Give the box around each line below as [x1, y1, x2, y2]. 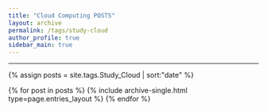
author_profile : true [8, 33, 80, 42]
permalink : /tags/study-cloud [8, 26, 109, 34]
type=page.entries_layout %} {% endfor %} [8, 94, 151, 104]
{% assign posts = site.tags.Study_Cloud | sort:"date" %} [8, 71, 195, 80]
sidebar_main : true [8, 41, 73, 49]
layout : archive [8, 19, 62, 27]
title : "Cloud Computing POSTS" [8, 11, 115, 20]
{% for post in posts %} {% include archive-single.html [8, 86, 188, 95]
